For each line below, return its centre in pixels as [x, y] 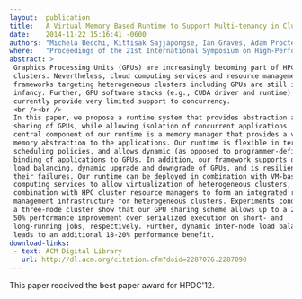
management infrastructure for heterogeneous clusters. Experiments [144, 202]
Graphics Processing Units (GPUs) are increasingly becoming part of [146, 68]
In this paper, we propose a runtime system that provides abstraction [150, 118]
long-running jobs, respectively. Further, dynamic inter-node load [144, 226]
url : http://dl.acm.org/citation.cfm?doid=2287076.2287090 [134, 260]
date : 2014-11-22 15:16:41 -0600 [78, 34]
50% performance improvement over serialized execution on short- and [148, 218]
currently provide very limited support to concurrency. [122, 101]
